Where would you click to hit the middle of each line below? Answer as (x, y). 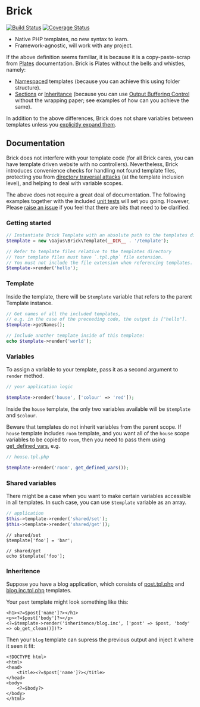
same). (23, 106)
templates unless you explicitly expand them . (61, 124)
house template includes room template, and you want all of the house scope (98, 434)
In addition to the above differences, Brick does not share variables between (100, 118)
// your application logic (40, 387)
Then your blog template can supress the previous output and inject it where (100, 640)
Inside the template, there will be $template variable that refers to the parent (99, 296)
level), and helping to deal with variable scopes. (65, 183)
